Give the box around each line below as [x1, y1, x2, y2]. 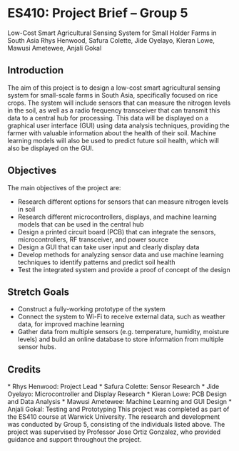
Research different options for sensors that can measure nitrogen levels [17, 197, 229, 206]
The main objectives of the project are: [7, 183, 121, 192]
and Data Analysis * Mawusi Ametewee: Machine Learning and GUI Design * [7, 398, 232, 406]
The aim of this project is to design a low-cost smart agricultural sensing [7, 83, 220, 92]
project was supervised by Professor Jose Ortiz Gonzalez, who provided [7, 427, 221, 436]
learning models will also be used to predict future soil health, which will [7, 136, 219, 145]
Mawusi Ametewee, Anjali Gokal [7, 43, 102, 52]
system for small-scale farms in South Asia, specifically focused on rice [7, 90, 218, 99]
